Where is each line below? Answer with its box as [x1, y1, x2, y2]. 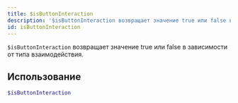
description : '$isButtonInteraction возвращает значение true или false [7, 17, 227, 24]
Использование [7, 71, 81, 83]
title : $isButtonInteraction [7, 10, 93, 18]
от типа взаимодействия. [7, 50, 84, 59]
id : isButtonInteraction [7, 23, 81, 30]
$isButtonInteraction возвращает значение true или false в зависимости [7, 43, 228, 51]
